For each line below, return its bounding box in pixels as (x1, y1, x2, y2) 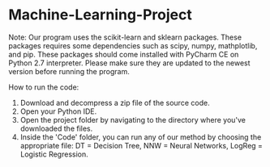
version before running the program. (8, 66, 130, 76)
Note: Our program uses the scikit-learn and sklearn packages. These (8, 32, 242, 42)
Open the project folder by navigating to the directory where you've (19, 115, 246, 124)
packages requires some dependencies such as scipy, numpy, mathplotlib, (8, 40, 258, 50)
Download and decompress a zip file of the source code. (19, 98, 210, 107)
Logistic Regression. (19, 149, 89, 159)
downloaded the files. (19, 123, 93, 133)
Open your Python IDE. (19, 106, 97, 116)
